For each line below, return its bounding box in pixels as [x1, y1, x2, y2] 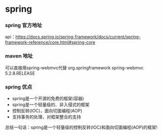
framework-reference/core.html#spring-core [5, 39, 95, 45]
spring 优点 [5, 83, 32, 90]
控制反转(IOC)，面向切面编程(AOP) [12, 108, 82, 114]
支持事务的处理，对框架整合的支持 [12, 114, 81, 120]
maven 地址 [5, 53, 33, 59]
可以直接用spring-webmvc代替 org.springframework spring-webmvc [5, 65, 144, 71]
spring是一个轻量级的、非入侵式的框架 [12, 102, 90, 108]
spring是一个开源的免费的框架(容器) [12, 96, 84, 102]
